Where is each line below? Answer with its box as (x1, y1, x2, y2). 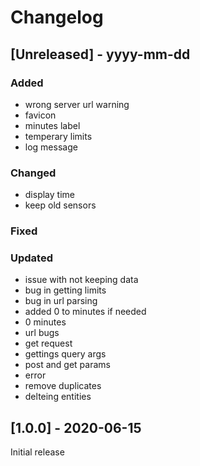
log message (24, 141, 78, 153)
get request (24, 337, 73, 350)
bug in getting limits (24, 284, 107, 296)
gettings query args (24, 348, 107, 360)
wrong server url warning (24, 98, 130, 110)
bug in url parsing (24, 295, 98, 307)
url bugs (24, 327, 60, 339)
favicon (24, 109, 57, 121)
